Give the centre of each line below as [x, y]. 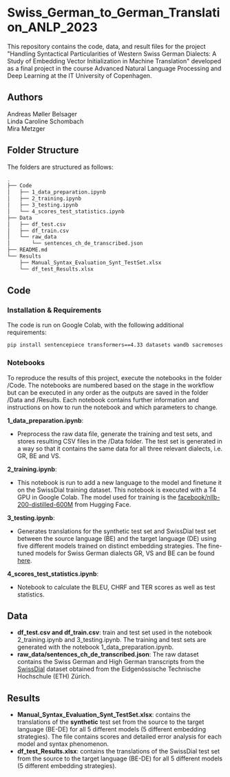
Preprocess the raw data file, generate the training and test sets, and [114, 434]
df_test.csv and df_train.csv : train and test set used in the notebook [114, 632]
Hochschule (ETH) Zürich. [54, 676]
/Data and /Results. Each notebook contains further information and [103, 400]
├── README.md [28, 250]
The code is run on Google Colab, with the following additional [95, 325]
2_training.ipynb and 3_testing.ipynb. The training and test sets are [112, 640]
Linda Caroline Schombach [45, 121]
